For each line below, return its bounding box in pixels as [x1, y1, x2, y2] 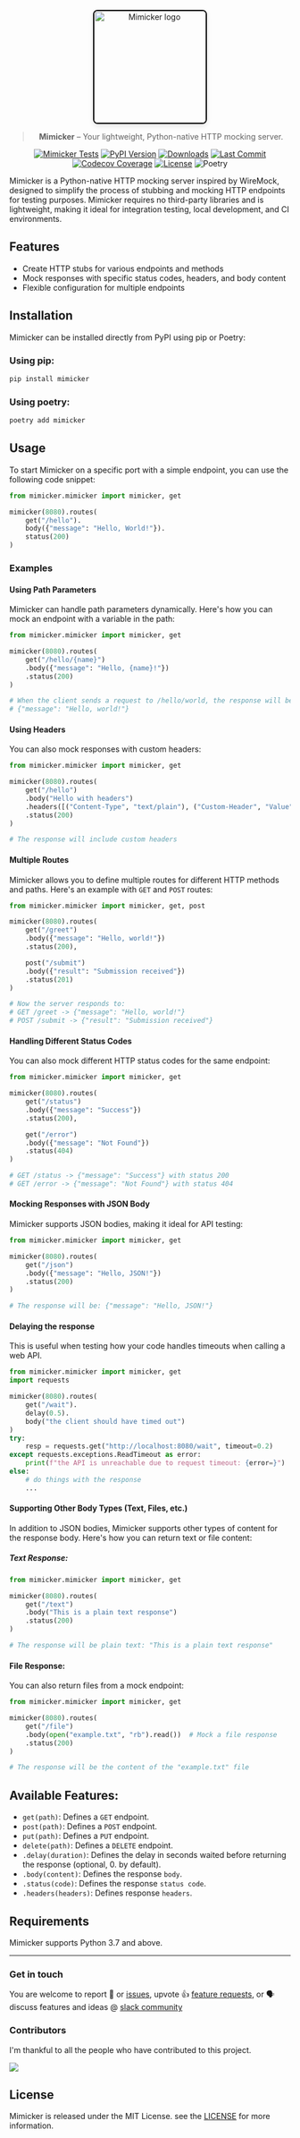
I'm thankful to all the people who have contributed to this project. [9, 2044, 252, 2055]
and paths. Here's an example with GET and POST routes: [9, 883, 213, 895]
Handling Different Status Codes [9, 1035, 132, 1046]
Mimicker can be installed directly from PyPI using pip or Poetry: [9, 332, 246, 343]
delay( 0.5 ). [25, 1409, 70, 1418]
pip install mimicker [9, 374, 90, 383]
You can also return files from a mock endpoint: [9, 1680, 185, 1691]
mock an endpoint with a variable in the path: [9, 614, 176, 625]
